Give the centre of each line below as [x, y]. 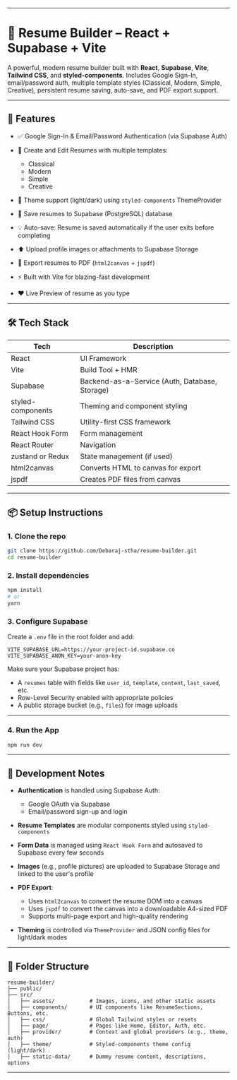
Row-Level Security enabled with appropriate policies [95, 698]
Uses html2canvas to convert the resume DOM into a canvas [115, 901]
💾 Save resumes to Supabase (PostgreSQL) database [95, 213]
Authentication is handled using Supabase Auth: [89, 790]
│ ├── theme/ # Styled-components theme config [99, 1045]
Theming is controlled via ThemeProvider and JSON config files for [114, 930]
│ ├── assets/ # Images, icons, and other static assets [112, 1001]
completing [34, 235]
